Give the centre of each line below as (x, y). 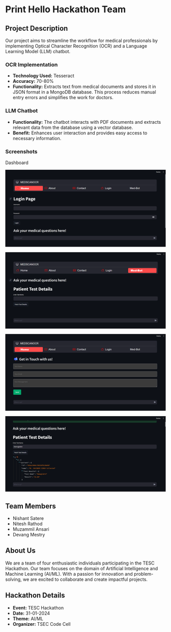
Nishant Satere (28, 518)
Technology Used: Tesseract (44, 76)
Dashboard (17, 163)
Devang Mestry (29, 535)
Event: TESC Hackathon (38, 607)
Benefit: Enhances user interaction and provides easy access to (80, 133)
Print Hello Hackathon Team (66, 9)
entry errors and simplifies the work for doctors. (63, 98)
